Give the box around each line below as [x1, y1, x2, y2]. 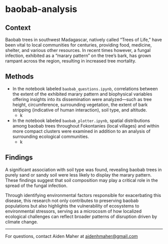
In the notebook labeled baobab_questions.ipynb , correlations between [12, 85, 158, 91]
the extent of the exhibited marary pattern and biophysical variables [12, 91, 152, 97]
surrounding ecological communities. [12, 133, 89, 139]
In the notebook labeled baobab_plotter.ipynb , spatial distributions [12, 117, 150, 123]
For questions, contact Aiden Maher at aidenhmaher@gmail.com [5, 233, 138, 239]
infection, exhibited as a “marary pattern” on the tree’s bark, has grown [5, 52, 151, 58]
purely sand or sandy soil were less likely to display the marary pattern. [5, 171, 152, 178]
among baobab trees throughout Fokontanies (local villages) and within [12, 122, 159, 128]
